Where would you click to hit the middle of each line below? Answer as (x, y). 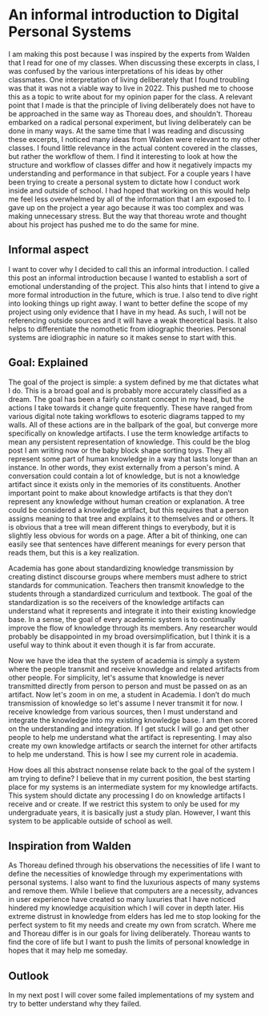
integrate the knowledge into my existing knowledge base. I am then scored (133, 720)
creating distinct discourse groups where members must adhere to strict (128, 576)
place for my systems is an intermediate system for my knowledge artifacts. (133, 786)
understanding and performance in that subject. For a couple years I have (130, 173)
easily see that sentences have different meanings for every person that (127, 544)
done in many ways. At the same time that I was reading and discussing (126, 131)
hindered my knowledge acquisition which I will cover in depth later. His (126, 908)
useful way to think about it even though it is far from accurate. (112, 644)
